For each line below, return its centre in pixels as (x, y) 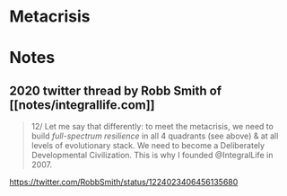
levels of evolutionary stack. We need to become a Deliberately (148, 146)
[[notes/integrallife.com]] (82, 105)
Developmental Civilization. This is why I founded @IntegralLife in (152, 156)
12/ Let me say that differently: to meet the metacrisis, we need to (152, 127)
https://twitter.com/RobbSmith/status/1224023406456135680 (124, 183)
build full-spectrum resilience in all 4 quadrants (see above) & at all (155, 136)
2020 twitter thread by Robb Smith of (116, 90)
